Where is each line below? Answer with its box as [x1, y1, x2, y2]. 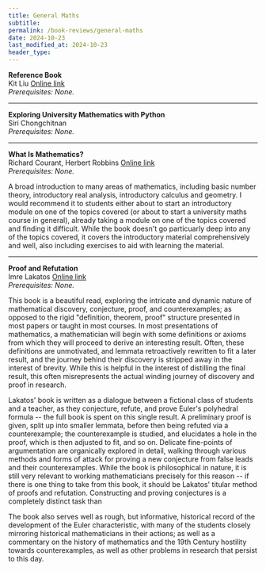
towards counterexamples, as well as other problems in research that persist [8, 546, 257, 555]
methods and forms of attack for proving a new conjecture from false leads [8, 454, 253, 464]
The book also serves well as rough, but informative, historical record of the [8, 512, 256, 521]
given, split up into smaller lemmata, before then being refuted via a [8, 421, 229, 430]
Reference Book [8, 71, 62, 79]
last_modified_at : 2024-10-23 [8, 41, 108, 49]
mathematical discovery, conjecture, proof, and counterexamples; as [8, 305, 232, 313]
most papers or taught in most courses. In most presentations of [8, 321, 218, 330]
